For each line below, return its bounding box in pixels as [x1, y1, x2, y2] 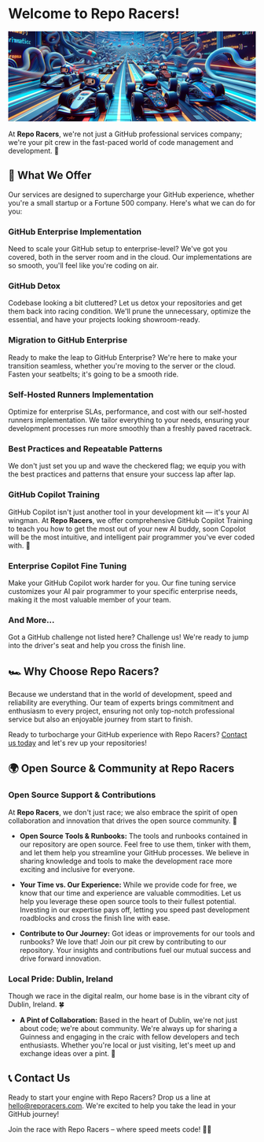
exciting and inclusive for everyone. [19, 864, 135, 874]
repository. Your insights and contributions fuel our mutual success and [19, 945, 251, 955]
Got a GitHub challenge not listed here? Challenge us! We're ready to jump [8, 632, 249, 642]
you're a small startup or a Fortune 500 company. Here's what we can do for [8, 198, 256, 207]
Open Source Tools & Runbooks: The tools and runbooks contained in [19, 831, 248, 840]
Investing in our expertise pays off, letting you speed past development [19, 905, 250, 914]
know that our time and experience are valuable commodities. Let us [19, 888, 242, 898]
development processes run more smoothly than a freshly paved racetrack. [8, 424, 252, 433]
